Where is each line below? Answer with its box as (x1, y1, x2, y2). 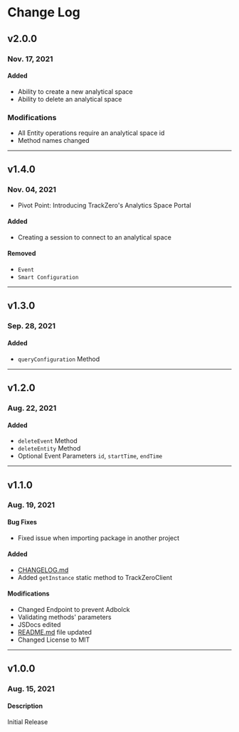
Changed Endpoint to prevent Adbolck (17, 605, 130, 614)
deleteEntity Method (17, 444, 81, 453)
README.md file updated (17, 628, 92, 637)
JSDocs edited (17, 620, 61, 629)
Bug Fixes (7, 518, 38, 527)
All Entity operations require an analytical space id (17, 129, 165, 137)
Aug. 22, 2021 (7, 403, 57, 413)
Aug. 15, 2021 (7, 684, 55, 694)
